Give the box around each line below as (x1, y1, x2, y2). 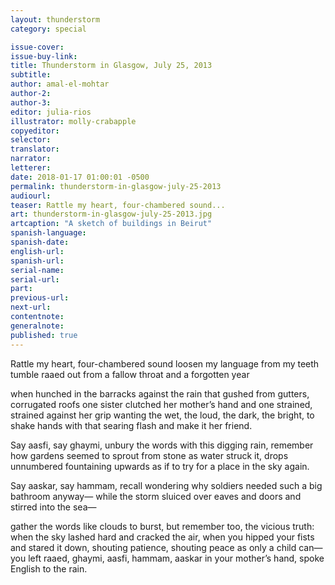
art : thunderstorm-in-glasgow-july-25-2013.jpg (10, 209, 213, 220)
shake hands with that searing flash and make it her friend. (10, 419, 253, 431)
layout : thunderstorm (10, 14, 101, 25)
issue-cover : (10, 42, 65, 52)
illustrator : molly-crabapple (10, 116, 137, 126)
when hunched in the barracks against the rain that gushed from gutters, (10, 387, 310, 400)
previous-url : (10, 293, 70, 303)
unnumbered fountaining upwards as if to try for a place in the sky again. (10, 460, 310, 472)
